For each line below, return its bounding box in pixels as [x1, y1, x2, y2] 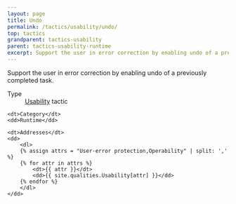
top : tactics [7, 29, 46, 37]
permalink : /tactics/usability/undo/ [7, 23, 118, 30]
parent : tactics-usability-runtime [7, 43, 112, 50]
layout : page [7, 10, 46, 18]
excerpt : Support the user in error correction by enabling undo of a [7, 50, 218, 57]
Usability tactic [25, 97, 68, 105]
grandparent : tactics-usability [7, 36, 102, 43]
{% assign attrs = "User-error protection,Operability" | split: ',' [20, 147, 228, 154]
